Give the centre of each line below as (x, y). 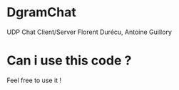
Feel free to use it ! (34, 80)
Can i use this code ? (69, 61)
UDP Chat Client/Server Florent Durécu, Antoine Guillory (89, 32)
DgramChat (41, 12)
